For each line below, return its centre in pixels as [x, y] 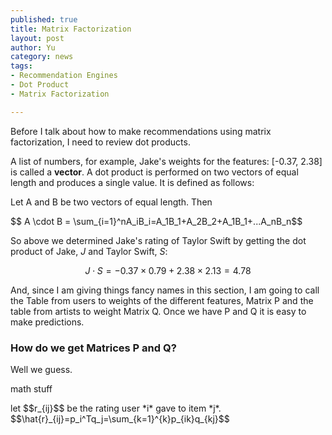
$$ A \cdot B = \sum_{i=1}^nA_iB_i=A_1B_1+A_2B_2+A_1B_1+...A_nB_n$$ [156, 221]
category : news [42, 57]
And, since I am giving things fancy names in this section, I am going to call [165, 290]
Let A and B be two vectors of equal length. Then [111, 202]
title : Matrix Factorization [71, 29]
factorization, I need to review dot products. [100, 142]
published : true [44, 19]
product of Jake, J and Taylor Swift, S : [89, 251]
